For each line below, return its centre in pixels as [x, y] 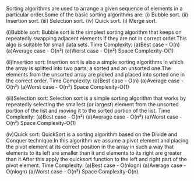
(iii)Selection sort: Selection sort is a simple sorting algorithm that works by [96, 98]
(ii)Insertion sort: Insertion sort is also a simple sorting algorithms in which [95, 62]
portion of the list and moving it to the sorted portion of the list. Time [88, 111]
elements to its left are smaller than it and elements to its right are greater [94, 153]
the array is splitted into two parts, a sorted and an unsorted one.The [89, 68]
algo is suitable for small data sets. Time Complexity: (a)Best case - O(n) [93, 44]
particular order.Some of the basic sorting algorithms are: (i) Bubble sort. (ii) [97, 15]
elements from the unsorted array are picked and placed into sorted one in [96, 74]
